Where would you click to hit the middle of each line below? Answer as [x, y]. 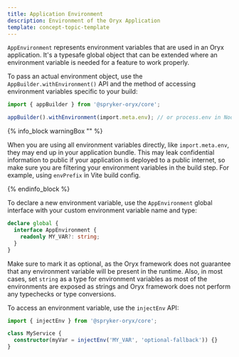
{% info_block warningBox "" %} [55, 131]
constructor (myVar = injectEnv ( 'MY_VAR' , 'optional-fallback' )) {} [116, 340]
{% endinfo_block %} [39, 189]
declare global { [33, 224]
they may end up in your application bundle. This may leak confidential [111, 152]
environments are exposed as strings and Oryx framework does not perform [119, 286]
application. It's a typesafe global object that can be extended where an [113, 55]
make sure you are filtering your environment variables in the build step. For [118, 167]
